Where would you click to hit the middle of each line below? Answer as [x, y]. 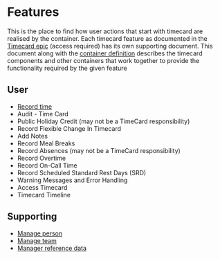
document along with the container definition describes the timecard [105, 53]
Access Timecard [42, 187]
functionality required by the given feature [67, 68]
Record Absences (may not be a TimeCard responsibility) [99, 150]
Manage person [40, 233]
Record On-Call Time [47, 165]
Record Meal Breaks [46, 143]
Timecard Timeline [44, 195]
